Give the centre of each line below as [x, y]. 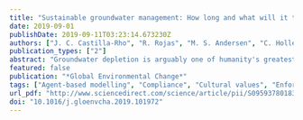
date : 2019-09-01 [42, 26]
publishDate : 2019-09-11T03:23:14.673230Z [90, 34]
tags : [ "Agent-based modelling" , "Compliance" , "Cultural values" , [139, 85]
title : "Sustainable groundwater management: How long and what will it [149, 18]
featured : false [40, 69]
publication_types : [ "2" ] [58, 51]
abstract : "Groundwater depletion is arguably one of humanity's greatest [153, 60]
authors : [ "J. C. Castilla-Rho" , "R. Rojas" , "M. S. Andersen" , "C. [141, 43]
